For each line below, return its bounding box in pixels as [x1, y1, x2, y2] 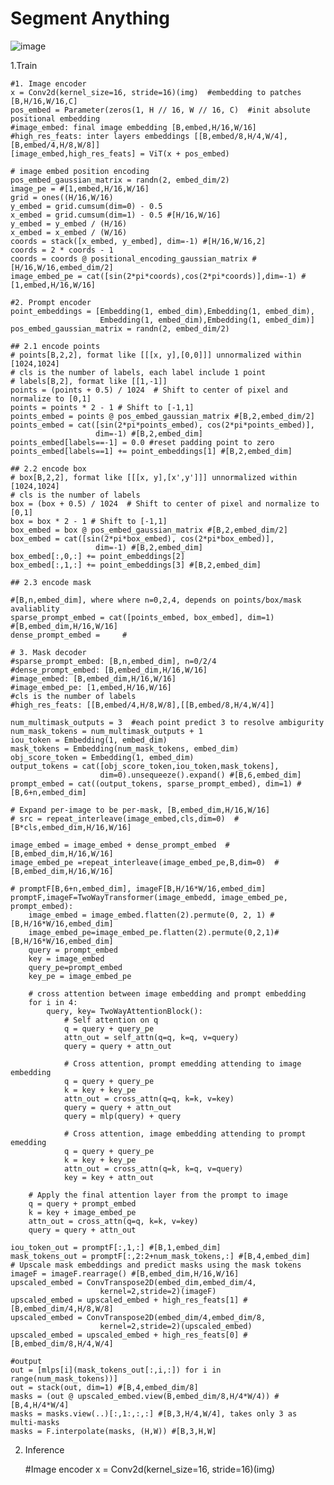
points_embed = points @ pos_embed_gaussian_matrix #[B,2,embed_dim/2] [10, 411, 315, 421]
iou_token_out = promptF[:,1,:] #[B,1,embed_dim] [10, 1242, 222, 1252]
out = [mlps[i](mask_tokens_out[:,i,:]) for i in [10, 1365, 222, 1375]
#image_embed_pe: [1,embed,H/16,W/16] [10, 682, 172, 692]
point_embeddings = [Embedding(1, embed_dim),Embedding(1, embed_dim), [10, 306, 315, 316]
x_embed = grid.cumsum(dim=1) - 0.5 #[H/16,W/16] [10, 210, 222, 220]
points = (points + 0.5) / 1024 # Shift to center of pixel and [10, 385, 288, 395]
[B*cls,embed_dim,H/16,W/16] [10, 822, 132, 832]
